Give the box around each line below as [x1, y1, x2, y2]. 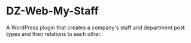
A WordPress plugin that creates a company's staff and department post [6, 24, 185, 31]
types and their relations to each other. [6, 30, 102, 37]
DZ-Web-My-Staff [6, 4, 99, 18]
